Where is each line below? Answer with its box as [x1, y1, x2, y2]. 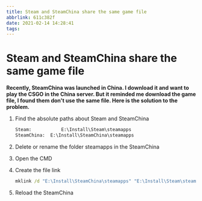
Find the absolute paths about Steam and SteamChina [14, 115, 150, 122]
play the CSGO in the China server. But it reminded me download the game [6, 91, 196, 98]
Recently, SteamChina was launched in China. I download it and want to [6, 84, 189, 91]
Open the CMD [14, 155, 52, 162]
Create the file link [14, 166, 61, 173]
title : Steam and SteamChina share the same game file [6, 8, 147, 15]
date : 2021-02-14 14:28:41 [6, 20, 74, 26]
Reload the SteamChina [14, 189, 74, 196]
